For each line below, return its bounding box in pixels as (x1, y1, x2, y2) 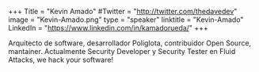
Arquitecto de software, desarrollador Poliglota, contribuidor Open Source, (8, 38, 252, 48)
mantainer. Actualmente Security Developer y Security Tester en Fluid (8, 47, 236, 56)
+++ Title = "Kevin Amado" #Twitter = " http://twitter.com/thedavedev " (8, 7, 238, 16)
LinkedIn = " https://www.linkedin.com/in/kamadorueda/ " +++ (8, 23, 208, 32)
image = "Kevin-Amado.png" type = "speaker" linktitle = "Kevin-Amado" (8, 15, 244, 24)
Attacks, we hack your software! (8, 55, 113, 64)
